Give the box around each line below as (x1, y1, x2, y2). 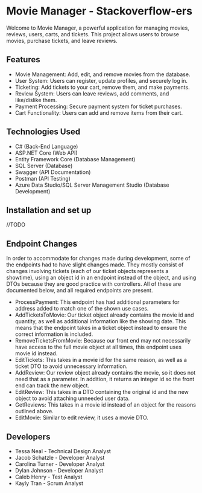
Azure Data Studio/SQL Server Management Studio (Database (14, 181, 169, 188)
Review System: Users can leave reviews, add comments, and (14, 89, 169, 97)
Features (6, 54, 40, 65)
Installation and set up (6, 205, 92, 215)
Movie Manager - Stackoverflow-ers (6, 4, 193, 18)
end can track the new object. (14, 382, 89, 389)
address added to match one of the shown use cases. (14, 305, 149, 312)
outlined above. (14, 408, 54, 415)
